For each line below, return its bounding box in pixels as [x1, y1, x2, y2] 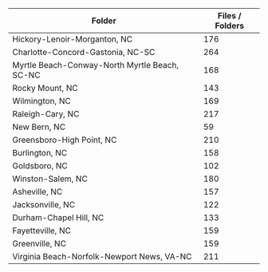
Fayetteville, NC [12, 225, 72, 236]
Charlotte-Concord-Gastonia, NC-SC [12, 47, 156, 57]
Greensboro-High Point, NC [12, 135, 117, 145]
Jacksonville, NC [12, 199, 76, 210]
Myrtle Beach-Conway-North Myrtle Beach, [12, 60, 179, 70]
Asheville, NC [12, 187, 63, 197]
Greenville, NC [12, 238, 66, 249]
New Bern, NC [12, 121, 66, 132]
